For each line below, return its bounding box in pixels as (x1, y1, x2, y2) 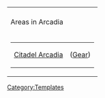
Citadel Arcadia (14, 50, 63, 59)
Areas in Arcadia (10, 17, 63, 27)
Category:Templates (7, 83, 64, 91)
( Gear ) (69, 50, 91, 59)
